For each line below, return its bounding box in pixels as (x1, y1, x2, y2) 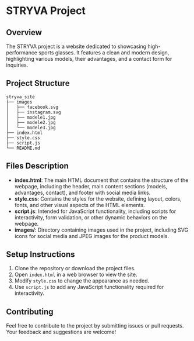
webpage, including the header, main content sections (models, (14, 182, 168, 190)
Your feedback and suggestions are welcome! (6, 329, 117, 336)
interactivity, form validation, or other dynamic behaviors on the (14, 213, 167, 221)
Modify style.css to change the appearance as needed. (14, 277, 150, 284)
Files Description (6, 161, 69, 171)
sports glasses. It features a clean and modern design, (38, 49, 170, 56)
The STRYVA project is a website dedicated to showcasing (6, 43, 147, 50)
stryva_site (6, 94, 35, 100)
